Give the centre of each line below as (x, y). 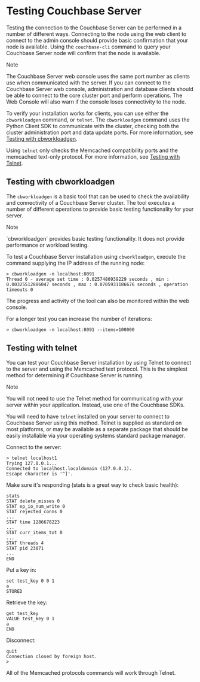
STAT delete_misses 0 (33, 501)
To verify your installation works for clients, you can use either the (87, 113)
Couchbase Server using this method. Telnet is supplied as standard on (94, 423)
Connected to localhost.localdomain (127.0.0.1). (69, 468)
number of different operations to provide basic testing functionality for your (100, 209)
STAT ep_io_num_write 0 (36, 506)
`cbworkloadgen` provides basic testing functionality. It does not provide (96, 238)
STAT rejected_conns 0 (34, 511)
